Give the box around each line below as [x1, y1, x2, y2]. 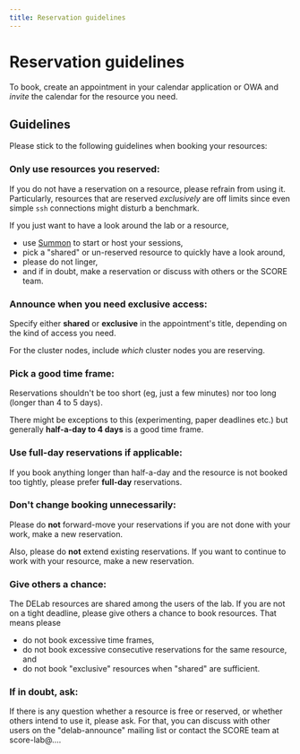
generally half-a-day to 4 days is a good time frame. [9, 424, 204, 435]
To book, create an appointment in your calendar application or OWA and [9, 82, 279, 92]
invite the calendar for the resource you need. [9, 91, 178, 101]
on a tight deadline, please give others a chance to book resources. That [9, 608, 278, 619]
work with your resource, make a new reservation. [9, 555, 194, 566]
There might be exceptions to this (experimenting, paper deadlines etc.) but [9, 414, 288, 426]
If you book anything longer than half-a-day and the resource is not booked [9, 467, 288, 478]
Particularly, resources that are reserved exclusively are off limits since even [9, 193, 291, 204]
